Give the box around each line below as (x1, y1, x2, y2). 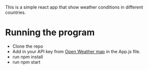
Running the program (5, 27, 95, 38)
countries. (5, 9, 26, 15)
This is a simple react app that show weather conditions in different (5, 4, 144, 10)
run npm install (12, 54, 43, 60)
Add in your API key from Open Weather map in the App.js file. (12, 48, 141, 54)
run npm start (12, 59, 41, 65)
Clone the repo (12, 43, 43, 49)
